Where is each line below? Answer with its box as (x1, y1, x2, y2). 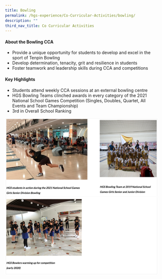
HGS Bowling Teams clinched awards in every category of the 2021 (12, 93, 147, 98)
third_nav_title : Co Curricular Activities (5, 23, 95, 28)
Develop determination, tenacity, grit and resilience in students (12, 60, 137, 66)
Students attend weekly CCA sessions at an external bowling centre (12, 87, 148, 93)
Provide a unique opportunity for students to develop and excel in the (12, 50, 151, 56)
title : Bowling (5, 8, 36, 13)
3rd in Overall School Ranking (12, 108, 72, 114)
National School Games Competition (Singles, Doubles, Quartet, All (12, 97, 146, 103)
